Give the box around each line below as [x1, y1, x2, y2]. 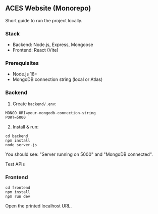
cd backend [5, 134, 28, 139]
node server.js [5, 142, 37, 147]
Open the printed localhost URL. [5, 203, 72, 209]
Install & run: [12, 123, 39, 130]
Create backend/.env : [12, 101, 57, 107]
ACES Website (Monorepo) [5, 4, 91, 13]
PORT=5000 [5, 115, 26, 120]
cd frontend [5, 185, 30, 190]
